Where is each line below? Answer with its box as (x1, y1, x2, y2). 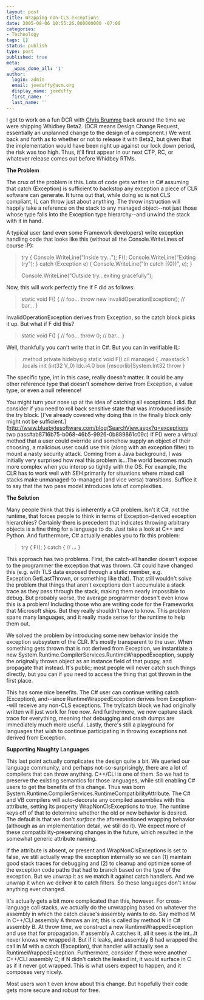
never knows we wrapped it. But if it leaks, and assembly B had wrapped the (6, 936, 198, 943)
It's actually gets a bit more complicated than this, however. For (6, 897, 165, 905)
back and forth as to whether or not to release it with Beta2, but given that (6, 135, 191, 143)
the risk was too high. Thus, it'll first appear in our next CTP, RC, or (6, 148, 174, 156)
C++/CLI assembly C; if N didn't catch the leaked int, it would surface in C (6, 955, 191, 962)
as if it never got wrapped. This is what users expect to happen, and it (6, 962, 181, 969)
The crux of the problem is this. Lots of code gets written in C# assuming (6, 178, 189, 185)
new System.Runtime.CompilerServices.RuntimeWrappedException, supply (6, 651, 194, 658)
